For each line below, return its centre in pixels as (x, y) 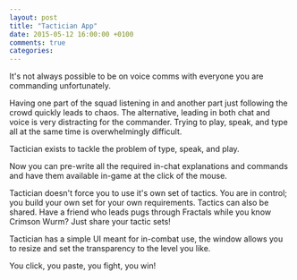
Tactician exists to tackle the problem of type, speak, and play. (124, 149)
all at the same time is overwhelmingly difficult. (96, 132)
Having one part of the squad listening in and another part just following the (148, 103)
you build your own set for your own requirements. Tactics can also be (139, 203)
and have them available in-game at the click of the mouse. (119, 176)
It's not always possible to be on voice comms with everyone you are (136, 76)
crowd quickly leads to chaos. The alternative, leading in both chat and (140, 113)
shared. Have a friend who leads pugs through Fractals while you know (140, 212)
